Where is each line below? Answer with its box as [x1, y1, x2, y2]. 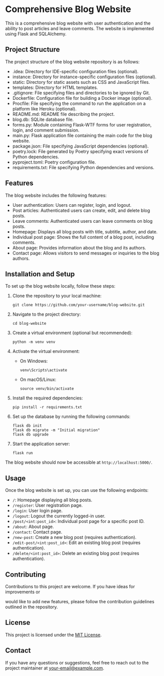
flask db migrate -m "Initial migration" [12, 428, 100, 433]
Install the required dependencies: [12, 395, 83, 401]
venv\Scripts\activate [19, 368, 67, 373]
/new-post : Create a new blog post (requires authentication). [12, 534, 136, 540]
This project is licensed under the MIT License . [5, 631, 102, 638]
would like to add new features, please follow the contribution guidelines [5, 599, 154, 604]
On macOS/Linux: [19, 376, 56, 382]
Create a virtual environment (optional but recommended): [12, 330, 132, 336]
